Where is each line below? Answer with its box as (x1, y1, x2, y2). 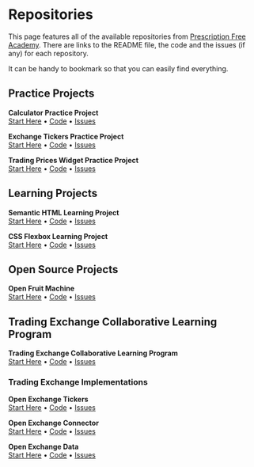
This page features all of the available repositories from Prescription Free (8, 32, 247, 41)
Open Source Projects (8, 263, 119, 276)
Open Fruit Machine (8, 283, 75, 294)
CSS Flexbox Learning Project (8, 231, 108, 241)
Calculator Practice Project (8, 108, 99, 117)
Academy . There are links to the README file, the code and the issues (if (8, 40, 245, 49)
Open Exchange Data (8, 442, 79, 452)
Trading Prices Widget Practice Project (8, 155, 139, 165)
